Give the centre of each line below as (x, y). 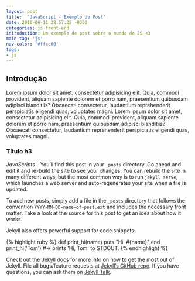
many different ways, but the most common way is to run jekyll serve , (92, 177)
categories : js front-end (37, 28)
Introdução (27, 79)
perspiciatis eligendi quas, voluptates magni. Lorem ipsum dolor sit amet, (94, 111)
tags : (13, 50)
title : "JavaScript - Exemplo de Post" (56, 17)
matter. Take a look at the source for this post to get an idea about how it (94, 213)
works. (14, 219)
